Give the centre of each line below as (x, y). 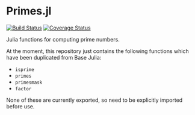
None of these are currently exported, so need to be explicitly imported (94, 100)
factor (23, 89)
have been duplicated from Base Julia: (54, 57)
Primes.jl (29, 11)
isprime (24, 70)
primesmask (29, 82)
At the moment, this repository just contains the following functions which (97, 51)
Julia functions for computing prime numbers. (63, 39)
